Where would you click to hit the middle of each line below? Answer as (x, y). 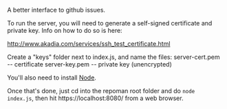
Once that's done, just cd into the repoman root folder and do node (101, 91)
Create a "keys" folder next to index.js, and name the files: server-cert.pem (113, 57)
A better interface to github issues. (56, 10)
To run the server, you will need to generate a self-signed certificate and (110, 23)
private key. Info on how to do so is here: (65, 31)
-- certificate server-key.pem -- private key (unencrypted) (89, 64)
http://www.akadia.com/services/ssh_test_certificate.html (89, 44)
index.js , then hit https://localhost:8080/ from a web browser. (95, 98)
